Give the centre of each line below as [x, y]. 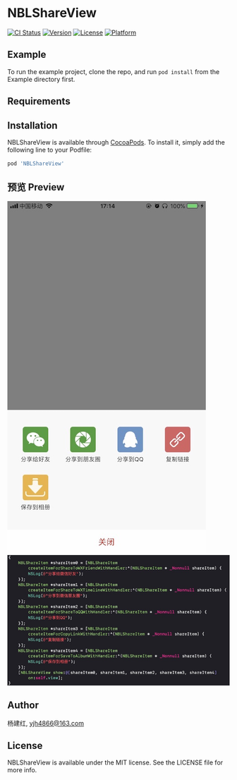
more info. [22, 770]
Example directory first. [41, 79]
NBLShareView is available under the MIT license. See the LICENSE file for [115, 762]
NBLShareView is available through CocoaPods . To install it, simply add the [116, 142]
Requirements [39, 101]
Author [23, 706]
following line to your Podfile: [50, 150]
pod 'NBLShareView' [36, 164]
